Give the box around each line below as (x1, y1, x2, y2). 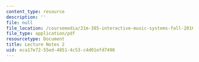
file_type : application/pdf (6, 31, 76, 37)
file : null (6, 19, 33, 25)
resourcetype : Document (6, 36, 65, 42)
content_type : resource (6, 8, 65, 15)
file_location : (6, 25, 44, 31)
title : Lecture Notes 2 (6, 42, 65, 48)
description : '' (6, 14, 46, 20)
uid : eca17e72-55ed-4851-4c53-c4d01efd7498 (6, 47, 115, 53)
